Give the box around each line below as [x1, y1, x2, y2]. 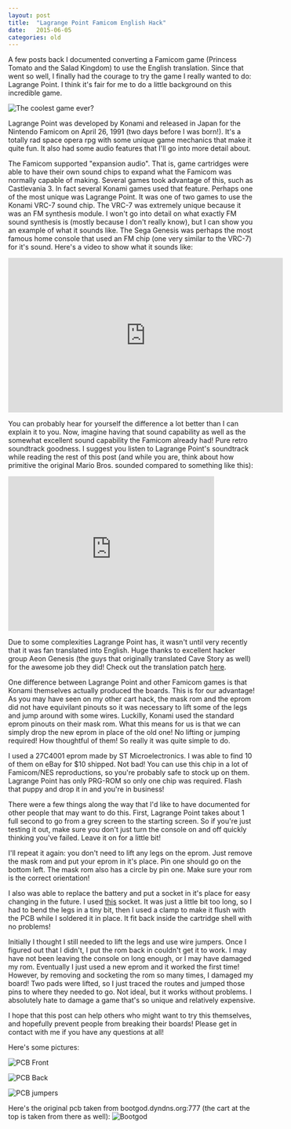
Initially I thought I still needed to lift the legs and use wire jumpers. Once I [8, 937, 247, 947]
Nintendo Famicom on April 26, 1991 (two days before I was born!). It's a [8, 127, 242, 137]
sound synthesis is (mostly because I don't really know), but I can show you [8, 217, 253, 227]
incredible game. [8, 88, 63, 98]
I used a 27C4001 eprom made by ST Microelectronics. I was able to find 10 [8, 751, 253, 761]
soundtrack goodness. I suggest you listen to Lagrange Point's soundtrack [8, 444, 249, 454]
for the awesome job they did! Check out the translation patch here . [8, 663, 227, 672]
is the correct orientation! [8, 873, 90, 883]
